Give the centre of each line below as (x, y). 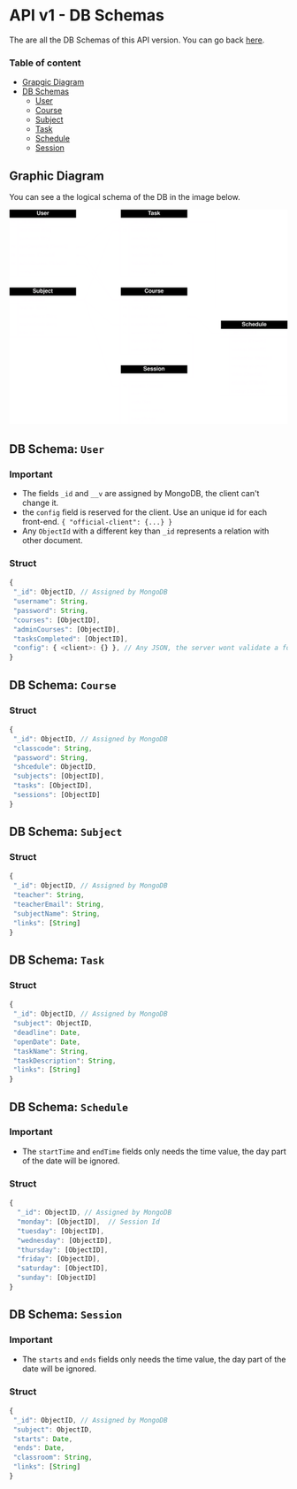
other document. (52, 541)
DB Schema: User (57, 449)
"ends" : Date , (39, 1448)
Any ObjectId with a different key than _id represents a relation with (145, 531)
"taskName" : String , (51, 1051)
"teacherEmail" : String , (58, 905)
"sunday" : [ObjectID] (57, 1278)
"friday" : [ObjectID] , (59, 1259)
